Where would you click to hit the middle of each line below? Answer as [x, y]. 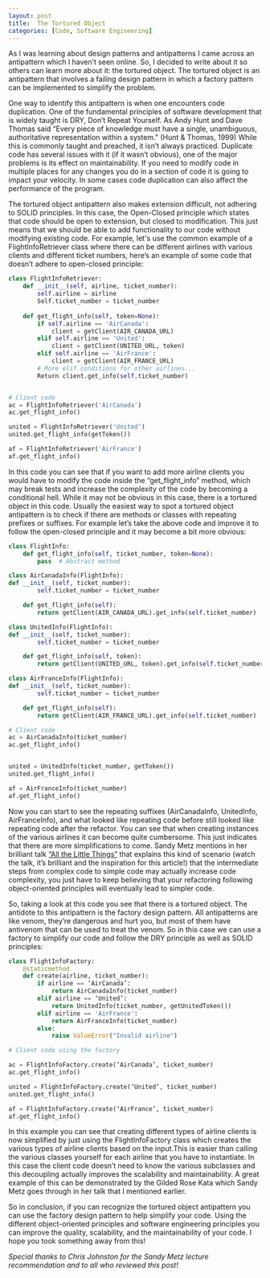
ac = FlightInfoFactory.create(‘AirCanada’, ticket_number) [111, 1065]
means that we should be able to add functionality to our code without [125, 230]
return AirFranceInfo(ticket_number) [115, 1021]
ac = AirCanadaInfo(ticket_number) [68, 737]
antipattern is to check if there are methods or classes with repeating [123, 514]
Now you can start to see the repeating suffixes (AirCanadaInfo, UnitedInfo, [133, 811]
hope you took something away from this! [77, 1241]
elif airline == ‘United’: [82, 998]
